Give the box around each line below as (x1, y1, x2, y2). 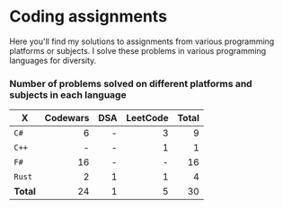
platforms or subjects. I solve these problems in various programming (9, 45, 267, 56)
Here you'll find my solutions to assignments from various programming (9, 36, 275, 47)
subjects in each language (9, 88, 128, 100)
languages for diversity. (9, 55, 97, 65)
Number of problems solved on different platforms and (9, 77, 253, 90)
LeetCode (125, 112, 169, 125)
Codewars (44, 112, 90, 125)
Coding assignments (9, 6, 168, 27)
